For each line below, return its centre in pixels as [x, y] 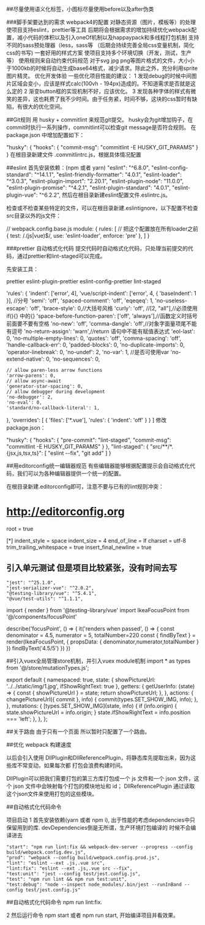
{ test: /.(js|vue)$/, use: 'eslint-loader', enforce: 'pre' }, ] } [78, 236]
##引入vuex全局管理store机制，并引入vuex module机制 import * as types [99, 661]
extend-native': [25, 359]
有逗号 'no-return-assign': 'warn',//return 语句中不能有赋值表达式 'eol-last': [101, 331]
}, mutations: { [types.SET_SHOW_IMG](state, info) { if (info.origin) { [92, 706]
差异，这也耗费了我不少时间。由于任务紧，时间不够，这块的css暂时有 [104, 99]
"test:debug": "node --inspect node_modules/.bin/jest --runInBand [94, 884]
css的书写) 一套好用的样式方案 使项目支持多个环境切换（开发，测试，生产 [99, 53]
